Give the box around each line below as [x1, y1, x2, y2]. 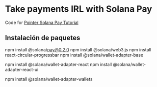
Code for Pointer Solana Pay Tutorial [5, 20, 78, 25]
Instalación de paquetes [5, 34, 80, 42]
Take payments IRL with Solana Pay [5, 3, 152, 15]
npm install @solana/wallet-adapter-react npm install [5, 61, 112, 67]
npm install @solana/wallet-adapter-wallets [5, 76, 93, 82]
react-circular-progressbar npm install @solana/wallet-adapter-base [5, 52, 144, 58]
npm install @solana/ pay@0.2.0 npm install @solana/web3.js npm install [5, 46, 151, 52]
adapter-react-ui [5, 66, 39, 72]
